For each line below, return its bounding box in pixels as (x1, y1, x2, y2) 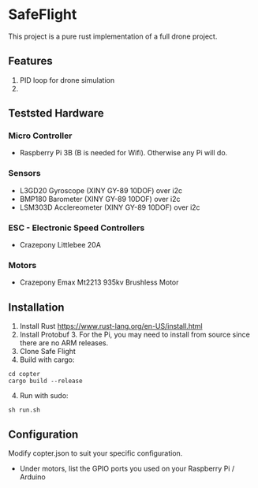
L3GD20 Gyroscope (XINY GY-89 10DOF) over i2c (19, 185, 183, 195)
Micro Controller (8, 130, 73, 141)
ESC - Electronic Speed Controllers (8, 222, 145, 233)
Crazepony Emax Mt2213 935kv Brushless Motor (19, 278, 179, 287)
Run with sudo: (19, 391, 69, 400)
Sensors (8, 168, 41, 179)
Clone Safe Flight (19, 347, 77, 356)
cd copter (8, 371, 41, 378)
